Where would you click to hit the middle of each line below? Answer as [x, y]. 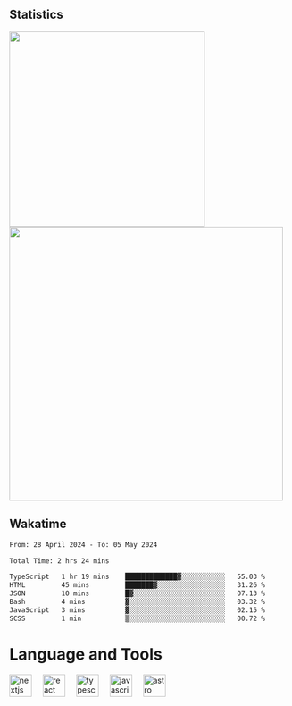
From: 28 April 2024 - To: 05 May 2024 [83, 544]
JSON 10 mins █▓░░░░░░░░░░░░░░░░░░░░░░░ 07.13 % [138, 593]
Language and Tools [86, 654]
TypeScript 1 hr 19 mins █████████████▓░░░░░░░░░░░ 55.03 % [138, 577]
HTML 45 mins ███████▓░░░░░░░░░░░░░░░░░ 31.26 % [138, 585]
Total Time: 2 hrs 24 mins [59, 561]
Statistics [37, 15]
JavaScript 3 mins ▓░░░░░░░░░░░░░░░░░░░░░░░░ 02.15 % [138, 610]
